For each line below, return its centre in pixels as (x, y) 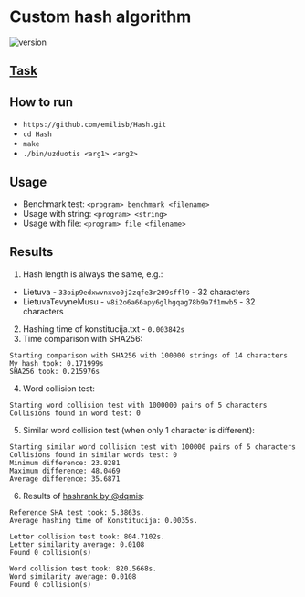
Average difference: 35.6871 (65, 479)
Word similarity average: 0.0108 (73, 576)
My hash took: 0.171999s (57, 363)
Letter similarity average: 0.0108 (77, 544)
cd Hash (37, 134)
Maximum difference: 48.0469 (65, 471)
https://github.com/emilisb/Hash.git (95, 125)
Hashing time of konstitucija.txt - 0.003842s (104, 329)
